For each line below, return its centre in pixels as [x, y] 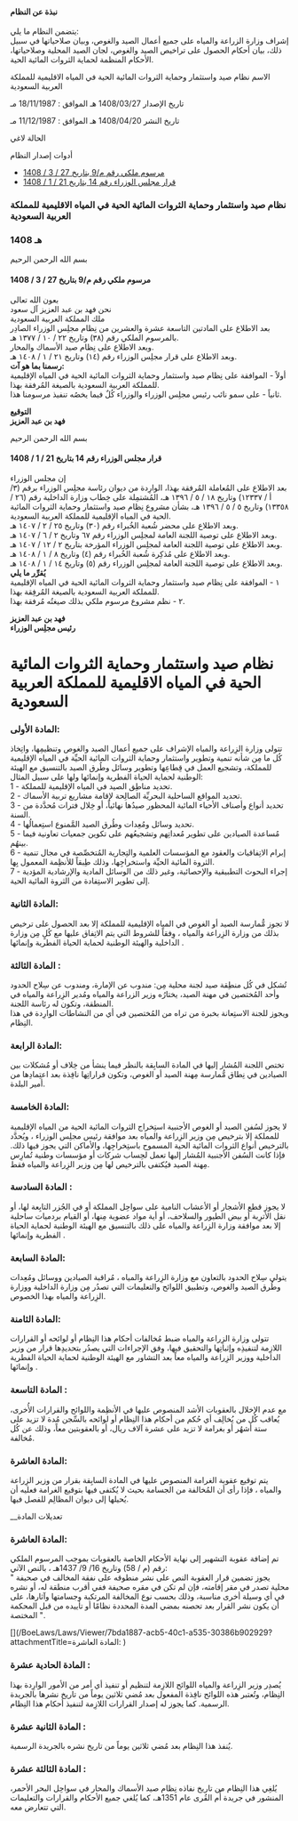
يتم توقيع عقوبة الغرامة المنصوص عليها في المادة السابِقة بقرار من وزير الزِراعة [139, 1479]
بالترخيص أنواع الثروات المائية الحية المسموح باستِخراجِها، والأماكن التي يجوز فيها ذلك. [149, 1145]
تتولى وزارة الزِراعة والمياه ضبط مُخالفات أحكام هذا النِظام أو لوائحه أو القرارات [140, 1339]
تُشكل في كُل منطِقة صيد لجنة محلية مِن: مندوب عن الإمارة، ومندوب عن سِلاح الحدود [149, 984]
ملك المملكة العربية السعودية [58, 318]
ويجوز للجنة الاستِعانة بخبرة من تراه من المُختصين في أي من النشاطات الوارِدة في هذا [149, 1012]
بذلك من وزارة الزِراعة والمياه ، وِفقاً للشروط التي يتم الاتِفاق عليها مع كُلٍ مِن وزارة [145, 932]
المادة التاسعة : [39, 1390]
